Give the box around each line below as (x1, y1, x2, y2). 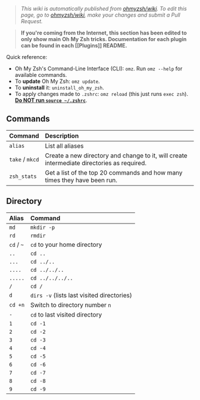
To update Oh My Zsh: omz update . (14, 77, 100, 85)
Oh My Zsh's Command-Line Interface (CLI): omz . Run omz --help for (14, 65, 183, 72)
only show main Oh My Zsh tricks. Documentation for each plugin (20, 36, 187, 42)
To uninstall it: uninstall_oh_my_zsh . (14, 84, 104, 91)
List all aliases (45, 141, 85, 150)
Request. (20, 18, 43, 24)
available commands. (14, 72, 67, 78)
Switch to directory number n (30, 300, 111, 309)
